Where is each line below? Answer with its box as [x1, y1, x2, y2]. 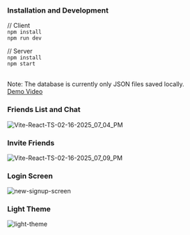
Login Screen [7, 171, 54, 181]
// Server [7, 47, 33, 56]
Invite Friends [7, 138, 55, 147]
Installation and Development [7, 6, 109, 15]
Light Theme [7, 204, 51, 214]
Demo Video [7, 88, 43, 96]
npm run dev [7, 35, 42, 42]
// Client [7, 22, 31, 30]
